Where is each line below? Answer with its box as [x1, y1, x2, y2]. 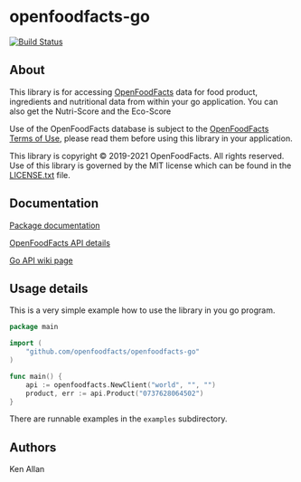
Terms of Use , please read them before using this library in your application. [9, 133, 293, 144]
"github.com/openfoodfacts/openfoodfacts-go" [25, 347, 201, 356]
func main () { [9, 372, 63, 381]
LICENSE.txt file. [9, 169, 71, 180]
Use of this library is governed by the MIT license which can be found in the [9, 160, 292, 171]
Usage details [9, 280, 89, 296]
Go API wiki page [9, 255, 74, 266]
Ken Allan [9, 464, 45, 475]
